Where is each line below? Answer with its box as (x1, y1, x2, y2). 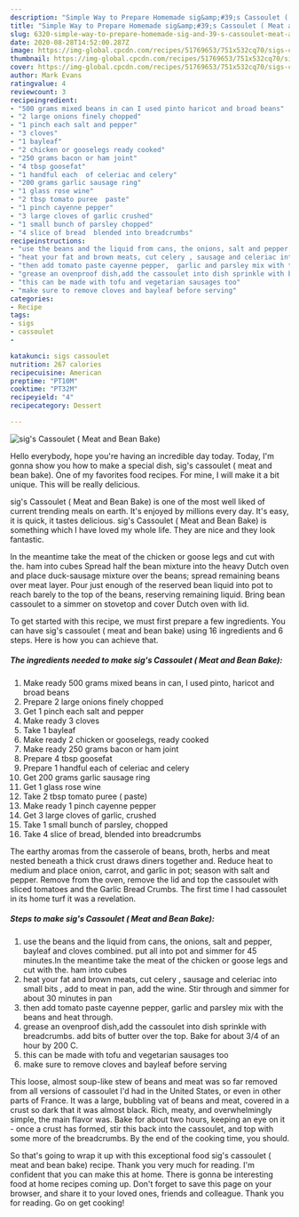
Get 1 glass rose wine (22, 781, 101, 792)
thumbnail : (10, 54, 51, 63)
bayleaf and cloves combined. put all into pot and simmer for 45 (22, 945, 257, 956)
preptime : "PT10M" (10, 376, 78, 385)
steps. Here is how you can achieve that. (10, 634, 159, 645)
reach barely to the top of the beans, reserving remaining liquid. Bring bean (10, 589, 286, 600)
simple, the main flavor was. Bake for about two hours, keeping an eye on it (10, 1114, 285, 1124)
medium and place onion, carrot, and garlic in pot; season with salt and (10, 865, 270, 875)
